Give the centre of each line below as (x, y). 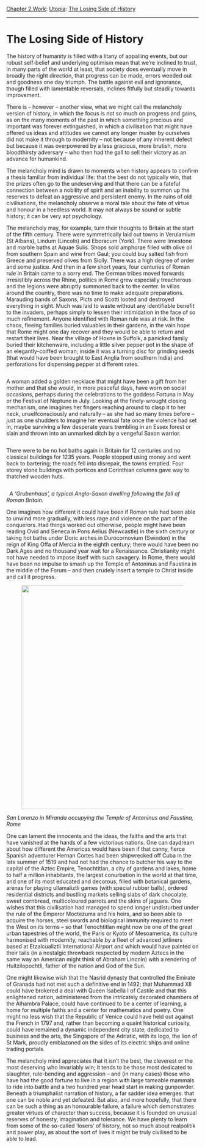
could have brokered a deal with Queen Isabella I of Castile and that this (97, 990)
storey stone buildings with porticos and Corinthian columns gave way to (98, 470)
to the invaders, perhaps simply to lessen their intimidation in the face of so (101, 312)
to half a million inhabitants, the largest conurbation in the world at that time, (102, 875)
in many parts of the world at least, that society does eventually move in (97, 69)
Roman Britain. (25, 500)
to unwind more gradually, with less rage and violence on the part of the (97, 518)
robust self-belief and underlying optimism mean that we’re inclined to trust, (102, 62)
